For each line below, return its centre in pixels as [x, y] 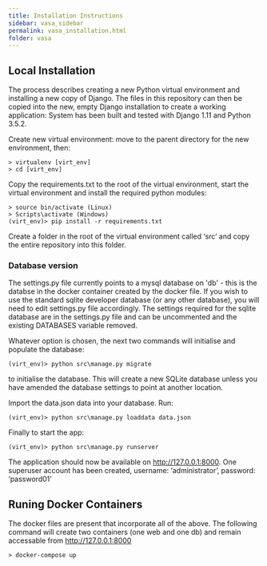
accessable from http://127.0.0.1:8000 [70, 540]
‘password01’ [30, 479]
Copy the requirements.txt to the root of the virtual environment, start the [129, 184]
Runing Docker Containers [76, 504]
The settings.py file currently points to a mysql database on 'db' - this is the [133, 283]
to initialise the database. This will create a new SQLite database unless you [133, 379]
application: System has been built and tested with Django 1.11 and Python [130, 115]
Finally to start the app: [46, 432]
